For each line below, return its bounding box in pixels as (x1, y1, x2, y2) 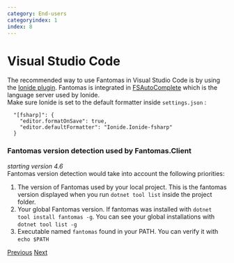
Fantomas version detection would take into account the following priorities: (7, 169, 225, 177)
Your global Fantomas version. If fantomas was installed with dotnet (17, 205, 212, 213)
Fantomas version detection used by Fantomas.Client (7, 146, 192, 156)
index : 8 (7, 23, 33, 30)
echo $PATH (17, 236, 49, 243)
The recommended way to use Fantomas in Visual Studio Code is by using (7, 76, 221, 84)
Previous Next (7, 248, 48, 256)
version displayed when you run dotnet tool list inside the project (17, 190, 212, 198)
